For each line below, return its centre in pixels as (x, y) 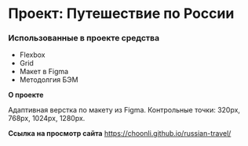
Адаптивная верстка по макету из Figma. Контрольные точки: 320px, (124, 110)
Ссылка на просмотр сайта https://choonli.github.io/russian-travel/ (120, 134)
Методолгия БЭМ (49, 80)
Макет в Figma (44, 72)
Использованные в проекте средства (84, 38)
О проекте (26, 95)
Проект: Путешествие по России (121, 14)
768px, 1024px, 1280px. (47, 119)
